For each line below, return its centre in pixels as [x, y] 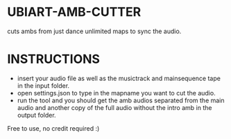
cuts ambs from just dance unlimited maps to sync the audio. [94, 31]
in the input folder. [43, 85]
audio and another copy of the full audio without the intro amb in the [114, 107]
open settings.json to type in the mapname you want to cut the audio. [117, 93]
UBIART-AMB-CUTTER [74, 12]
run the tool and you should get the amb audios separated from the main [121, 100]
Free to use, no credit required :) [53, 128]
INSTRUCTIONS [54, 59]
